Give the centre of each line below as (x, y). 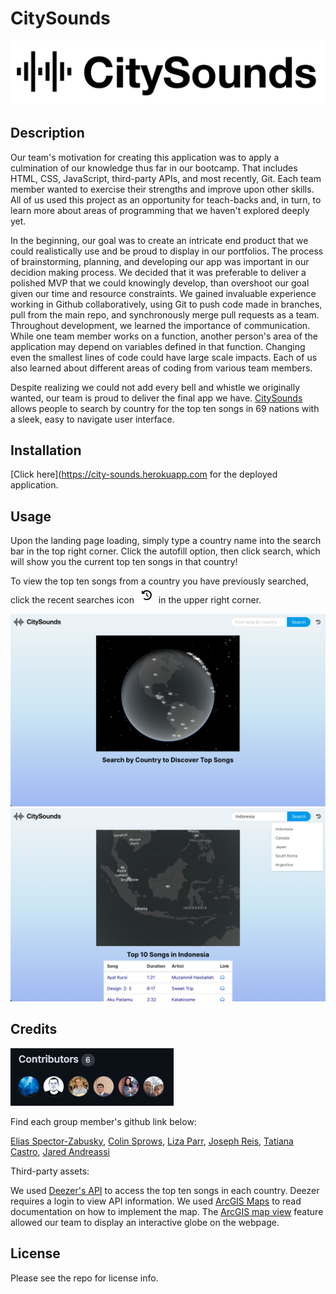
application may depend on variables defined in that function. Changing (158, 346)
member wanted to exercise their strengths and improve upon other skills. (162, 189)
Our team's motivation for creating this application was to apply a (145, 157)
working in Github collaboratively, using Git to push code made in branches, (166, 304)
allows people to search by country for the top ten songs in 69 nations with (165, 408)
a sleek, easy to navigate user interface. (92, 419)
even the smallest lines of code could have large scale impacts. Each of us (164, 357)
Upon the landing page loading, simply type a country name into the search (166, 541)
